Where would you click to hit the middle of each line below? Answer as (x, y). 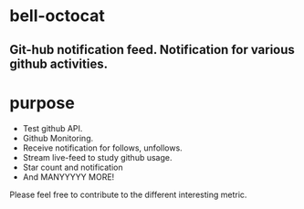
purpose (42, 103)
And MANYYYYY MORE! (68, 177)
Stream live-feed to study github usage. (97, 157)
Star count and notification (73, 167)
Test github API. (52, 128)
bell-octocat (57, 16)
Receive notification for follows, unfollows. (102, 148)
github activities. (58, 63)
